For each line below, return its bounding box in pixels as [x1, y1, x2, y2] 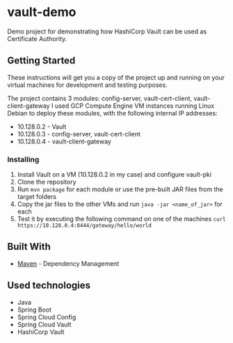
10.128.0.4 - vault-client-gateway [17, 137, 111, 145]
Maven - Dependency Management [17, 259, 120, 268]
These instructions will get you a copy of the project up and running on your [7, 73, 225, 81]
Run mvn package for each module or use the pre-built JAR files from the [17, 185, 224, 193]
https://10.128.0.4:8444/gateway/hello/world [17, 222, 152, 230]
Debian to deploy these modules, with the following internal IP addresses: [7, 109, 218, 117]
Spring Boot [17, 305, 52, 314]
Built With [7, 241, 51, 253]
